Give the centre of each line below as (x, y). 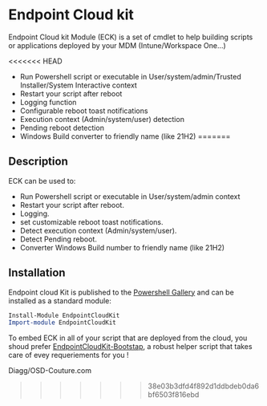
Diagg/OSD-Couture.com (50, 371)
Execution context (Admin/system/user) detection (102, 119)
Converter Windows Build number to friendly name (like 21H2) (122, 247)
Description (38, 162)
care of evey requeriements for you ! (69, 355)
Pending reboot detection (62, 128)
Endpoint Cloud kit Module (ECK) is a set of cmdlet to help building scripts (131, 37)
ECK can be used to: (42, 181)
